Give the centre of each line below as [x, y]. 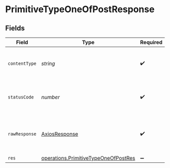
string [48, 63]
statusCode [21, 97]
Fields [15, 28]
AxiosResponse [60, 134]
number [51, 97]
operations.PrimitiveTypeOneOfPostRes [88, 158]
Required [151, 42]
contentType [22, 64]
